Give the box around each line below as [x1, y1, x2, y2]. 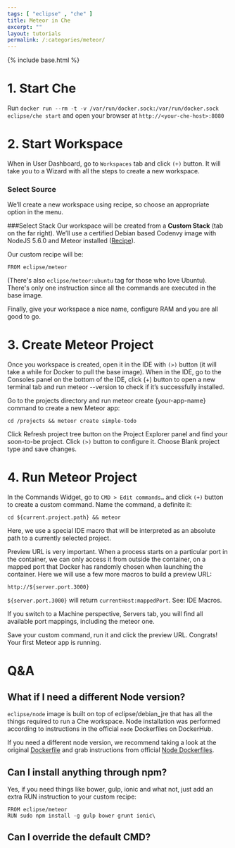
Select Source [7, 184, 56, 194]
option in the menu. [7, 208, 64, 216]
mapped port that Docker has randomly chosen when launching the [7, 563, 203, 571]
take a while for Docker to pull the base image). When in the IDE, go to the [7, 368, 222, 376]
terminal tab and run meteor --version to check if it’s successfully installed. [7, 383, 225, 391]
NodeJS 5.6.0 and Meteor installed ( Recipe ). [7, 237, 136, 245]
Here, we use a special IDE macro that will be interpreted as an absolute [7, 527, 216, 535]
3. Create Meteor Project [7, 337, 154, 353]
